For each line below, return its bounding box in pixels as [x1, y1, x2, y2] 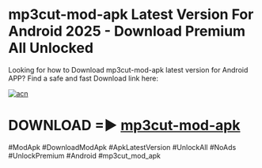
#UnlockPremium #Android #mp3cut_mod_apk [8, 151, 161, 160]
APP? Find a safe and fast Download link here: [8, 73, 158, 83]
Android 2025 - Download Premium [8, 22, 246, 40]
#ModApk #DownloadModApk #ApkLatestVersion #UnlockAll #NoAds [8, 142, 237, 151]
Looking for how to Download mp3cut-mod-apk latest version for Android [8, 65, 249, 74]
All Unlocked [8, 39, 93, 57]
